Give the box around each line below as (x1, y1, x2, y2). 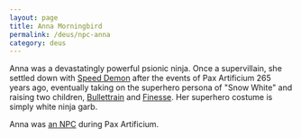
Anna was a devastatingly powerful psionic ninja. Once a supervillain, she (9, 63, 282, 74)
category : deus (9, 38, 67, 48)
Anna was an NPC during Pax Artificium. (9, 119, 160, 130)
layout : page (9, 13, 59, 23)
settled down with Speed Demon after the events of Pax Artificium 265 (9, 73, 272, 84)
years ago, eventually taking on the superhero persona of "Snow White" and (9, 82, 293, 93)
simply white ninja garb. (9, 101, 98, 113)
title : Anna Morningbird (9, 22, 103, 31)
